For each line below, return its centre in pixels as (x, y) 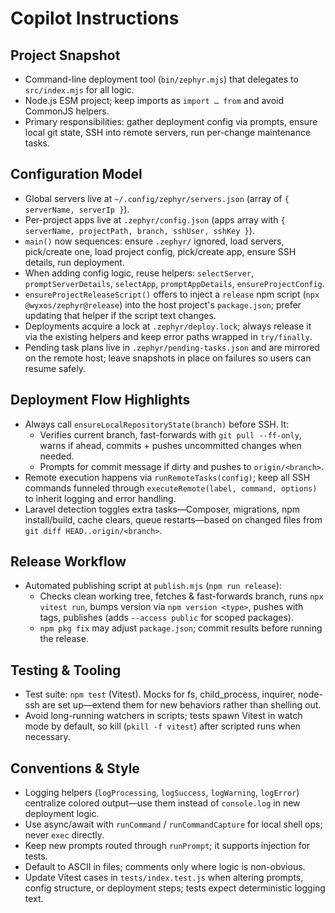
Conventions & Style (75, 768)
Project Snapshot (65, 55)
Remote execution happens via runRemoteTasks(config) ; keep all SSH (167, 477)
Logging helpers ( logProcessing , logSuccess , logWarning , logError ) (162, 793)
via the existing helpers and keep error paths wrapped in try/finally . (168, 336)
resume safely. (55, 368)
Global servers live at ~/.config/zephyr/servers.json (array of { (157, 198)
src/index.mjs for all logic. (79, 90)
